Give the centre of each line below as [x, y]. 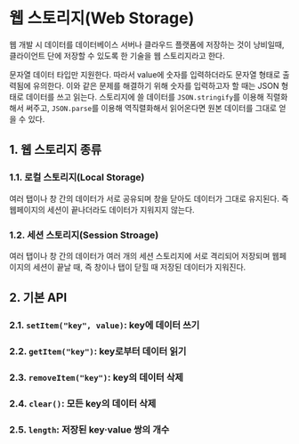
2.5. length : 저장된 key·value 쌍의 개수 [89, 430]
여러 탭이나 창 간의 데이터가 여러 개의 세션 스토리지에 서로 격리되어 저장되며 [140, 255]
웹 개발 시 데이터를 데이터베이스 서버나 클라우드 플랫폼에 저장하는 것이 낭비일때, [147, 44]
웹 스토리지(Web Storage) [102, 18]
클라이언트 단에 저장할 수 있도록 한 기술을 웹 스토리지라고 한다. [117, 55]
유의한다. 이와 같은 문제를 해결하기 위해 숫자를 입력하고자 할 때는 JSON [156, 85]
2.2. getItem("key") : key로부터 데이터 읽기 [98, 351]
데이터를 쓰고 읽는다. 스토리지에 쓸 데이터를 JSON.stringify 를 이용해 [145, 97]
